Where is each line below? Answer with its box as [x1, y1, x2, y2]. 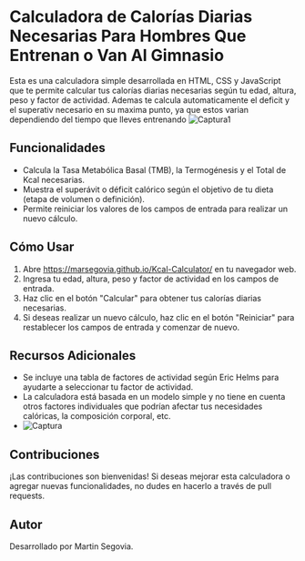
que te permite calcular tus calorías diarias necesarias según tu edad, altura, [9, 85, 297, 96]
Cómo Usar [9, 240, 75, 255]
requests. [9, 490, 46, 502]
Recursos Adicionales [9, 348, 137, 363]
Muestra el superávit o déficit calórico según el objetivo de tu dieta [22, 184, 274, 195]
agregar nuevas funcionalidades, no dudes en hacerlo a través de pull [9, 481, 271, 492]
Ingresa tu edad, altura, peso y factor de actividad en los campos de [22, 273, 280, 284]
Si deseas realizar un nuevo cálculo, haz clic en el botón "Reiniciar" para [22, 311, 295, 322]
